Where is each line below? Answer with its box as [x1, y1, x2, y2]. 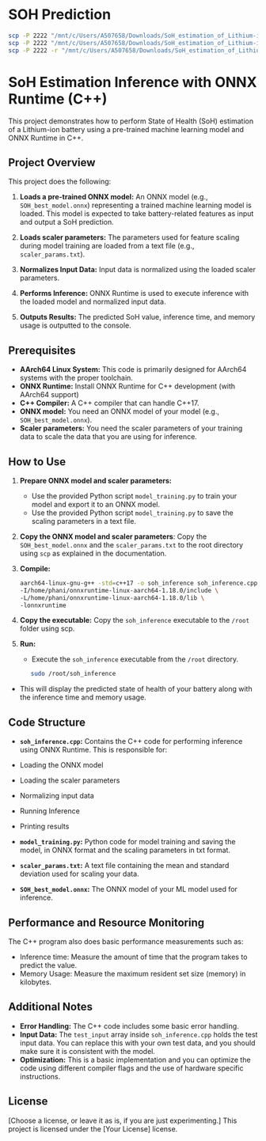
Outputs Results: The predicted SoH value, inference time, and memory [19, 313, 256, 322]
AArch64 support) [19, 390, 79, 400]
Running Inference [19, 806, 81, 816]
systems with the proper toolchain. [19, 373, 133, 383]
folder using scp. [19, 624, 75, 634]
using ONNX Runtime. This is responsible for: [19, 745, 168, 755]
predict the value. [19, 960, 78, 970]
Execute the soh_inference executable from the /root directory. [31, 654, 239, 664]
